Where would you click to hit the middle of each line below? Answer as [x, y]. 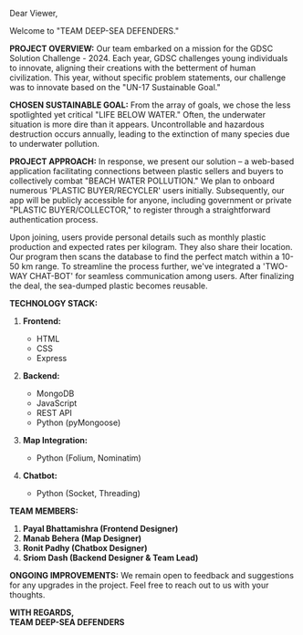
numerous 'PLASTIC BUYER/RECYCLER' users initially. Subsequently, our [147, 190]
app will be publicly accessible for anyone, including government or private [151, 200]
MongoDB [55, 393]
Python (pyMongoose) [78, 422]
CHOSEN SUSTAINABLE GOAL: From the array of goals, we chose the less [150, 105]
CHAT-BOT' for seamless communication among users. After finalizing [162, 276]
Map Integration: [55, 440]
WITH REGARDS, [42, 612]
